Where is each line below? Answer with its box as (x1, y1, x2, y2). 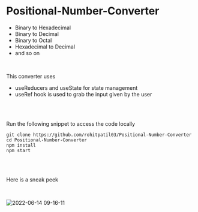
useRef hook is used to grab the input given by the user (14, 90, 152, 98)
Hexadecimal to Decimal (14, 43, 76, 50)
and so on (14, 49, 40, 56)
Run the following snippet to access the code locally (6, 120, 136, 127)
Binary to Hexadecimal (14, 24, 71, 31)
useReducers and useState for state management (14, 84, 138, 91)
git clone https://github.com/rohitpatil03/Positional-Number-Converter (6, 132, 192, 138)
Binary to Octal (14, 37, 52, 44)
